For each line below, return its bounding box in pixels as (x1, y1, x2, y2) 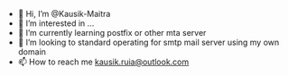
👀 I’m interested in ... (17, 18, 95, 29)
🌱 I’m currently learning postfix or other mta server (17, 28, 207, 38)
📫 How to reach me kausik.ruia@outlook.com (17, 56, 190, 67)
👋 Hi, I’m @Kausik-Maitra (17, 9, 111, 19)
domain (17, 46, 47, 57)
